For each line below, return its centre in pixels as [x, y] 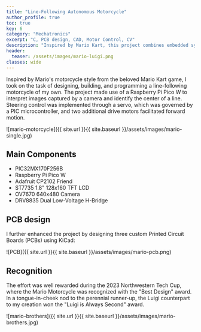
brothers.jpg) [22, 322]
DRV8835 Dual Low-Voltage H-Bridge [61, 201]
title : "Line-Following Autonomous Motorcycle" [67, 12]
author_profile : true [33, 17]
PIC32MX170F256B [39, 169]
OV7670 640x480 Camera [47, 194]
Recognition [29, 271]
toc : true [19, 23]
